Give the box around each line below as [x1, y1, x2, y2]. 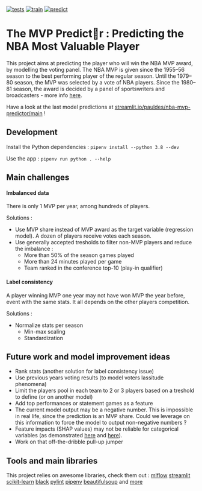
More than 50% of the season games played [23, 252, 134, 259]
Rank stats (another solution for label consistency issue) [14, 368, 155, 375]
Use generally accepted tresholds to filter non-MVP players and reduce [14, 239, 192, 246]
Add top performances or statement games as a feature [14, 400, 153, 407]
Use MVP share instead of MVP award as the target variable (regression [14, 226, 194, 233]
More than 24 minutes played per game [23, 258, 122, 265]
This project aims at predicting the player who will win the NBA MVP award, [6, 59, 194, 66]
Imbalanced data [6, 189, 49, 196]
